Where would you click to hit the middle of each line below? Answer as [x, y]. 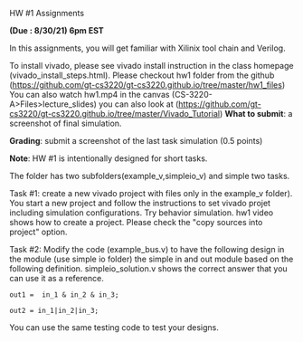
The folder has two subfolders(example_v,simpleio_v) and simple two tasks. [150, 176]
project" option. [38, 232]
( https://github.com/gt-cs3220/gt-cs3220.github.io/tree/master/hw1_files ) [147, 85]
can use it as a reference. [57, 278]
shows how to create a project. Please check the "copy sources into [136, 222]
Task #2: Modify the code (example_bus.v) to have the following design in [147, 249]
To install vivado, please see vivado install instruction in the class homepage [151, 66]
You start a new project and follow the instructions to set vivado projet [140, 203]
